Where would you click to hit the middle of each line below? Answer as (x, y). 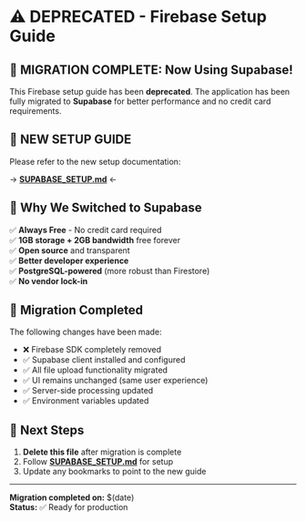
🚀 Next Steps (47, 430)
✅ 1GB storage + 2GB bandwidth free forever (95, 240)
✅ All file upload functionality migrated (95, 370)
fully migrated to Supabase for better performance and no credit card (140, 101)
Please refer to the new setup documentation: (95, 161)
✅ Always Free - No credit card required (86, 230)
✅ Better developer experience (69, 260)
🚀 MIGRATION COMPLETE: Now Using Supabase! (151, 70)
